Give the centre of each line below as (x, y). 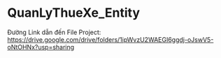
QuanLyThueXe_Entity (73, 13)
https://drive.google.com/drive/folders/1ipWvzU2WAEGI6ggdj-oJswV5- (110, 39)
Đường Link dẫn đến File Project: (54, 32)
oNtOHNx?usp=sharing (41, 47)
